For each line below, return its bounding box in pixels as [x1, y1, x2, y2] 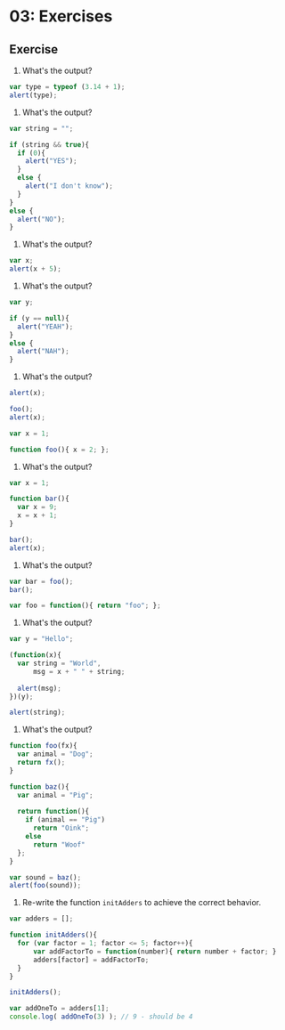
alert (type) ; [9, 91, 58, 100]
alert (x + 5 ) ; [9, 264, 62, 273]
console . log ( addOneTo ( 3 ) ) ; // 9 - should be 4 [9, 1012, 193, 1021]
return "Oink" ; [32, 823, 90, 833]
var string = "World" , [17, 659, 102, 668]
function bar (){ [9, 494, 69, 504]
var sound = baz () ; [9, 872, 82, 882]
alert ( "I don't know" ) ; [25, 182, 114, 191]
